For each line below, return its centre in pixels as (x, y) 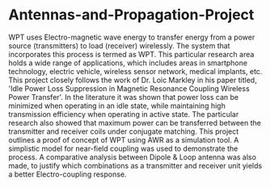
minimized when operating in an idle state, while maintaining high (117, 106)
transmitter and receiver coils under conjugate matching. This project (124, 131)
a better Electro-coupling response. (67, 174)
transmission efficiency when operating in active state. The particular (124, 114)
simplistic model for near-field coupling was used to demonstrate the (123, 148)
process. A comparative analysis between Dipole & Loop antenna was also (133, 157)
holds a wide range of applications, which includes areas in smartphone (128, 63)
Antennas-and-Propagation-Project (131, 15)
